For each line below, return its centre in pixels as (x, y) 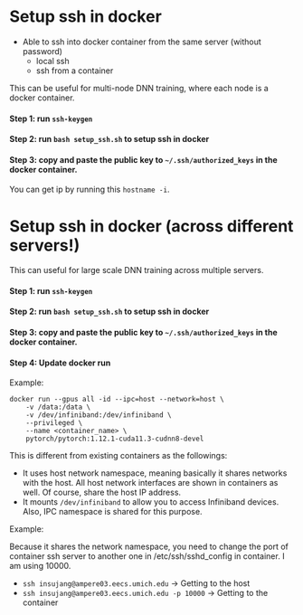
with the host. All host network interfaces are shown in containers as (150, 483)
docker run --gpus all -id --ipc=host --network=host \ (117, 400)
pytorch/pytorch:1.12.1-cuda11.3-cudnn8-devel (115, 439)
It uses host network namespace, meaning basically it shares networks (155, 473)
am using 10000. (40, 566)
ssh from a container (75, 71)
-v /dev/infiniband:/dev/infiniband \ (99, 415)
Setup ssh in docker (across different (151, 226)
